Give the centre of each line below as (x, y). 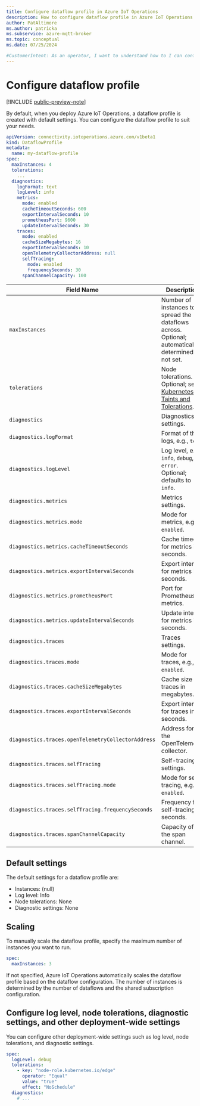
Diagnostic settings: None (46, 908)
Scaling (21, 927)
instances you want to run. (39, 947)
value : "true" (40, 1082)
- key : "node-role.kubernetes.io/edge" (66, 1071)
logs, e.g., (175, 441)
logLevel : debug (32, 1059)
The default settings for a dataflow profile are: (62, 878)
